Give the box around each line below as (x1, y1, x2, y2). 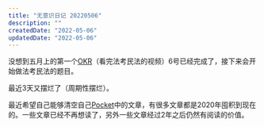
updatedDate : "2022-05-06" (8, 33, 98, 42)
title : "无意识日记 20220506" (8, 11, 102, 20)
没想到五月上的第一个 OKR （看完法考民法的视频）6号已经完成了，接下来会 (8, 56, 250, 66)
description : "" (8, 19, 62, 27)
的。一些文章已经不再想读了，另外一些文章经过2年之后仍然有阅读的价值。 (8, 110, 249, 120)
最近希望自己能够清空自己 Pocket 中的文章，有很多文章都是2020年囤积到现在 (8, 100, 257, 110)
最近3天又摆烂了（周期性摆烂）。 (8, 83, 113, 93)
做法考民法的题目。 (14, 67, 78, 76)
